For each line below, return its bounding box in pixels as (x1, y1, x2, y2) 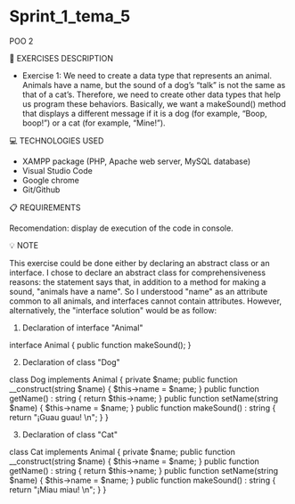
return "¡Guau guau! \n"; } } (9, 411, 109, 422)
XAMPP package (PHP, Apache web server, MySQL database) (21, 156, 251, 167)
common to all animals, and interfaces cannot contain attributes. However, (9, 296, 283, 306)
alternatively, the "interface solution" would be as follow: (9, 305, 217, 315)
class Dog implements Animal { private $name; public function (9, 374, 238, 385)
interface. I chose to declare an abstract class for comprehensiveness (9, 267, 266, 278)
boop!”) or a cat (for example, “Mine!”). (21, 118, 167, 128)
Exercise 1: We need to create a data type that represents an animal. (21, 69, 273, 81)
